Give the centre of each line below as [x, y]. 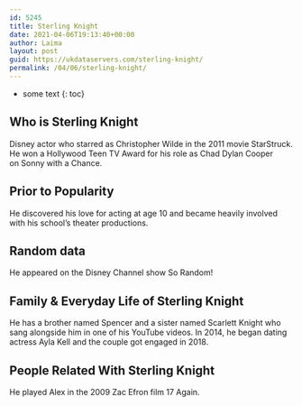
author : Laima [36, 43]
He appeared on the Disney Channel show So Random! [111, 272]
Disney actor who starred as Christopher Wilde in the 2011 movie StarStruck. [151, 143]
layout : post [34, 51]
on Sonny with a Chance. [56, 162]
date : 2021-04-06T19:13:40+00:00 [72, 34]
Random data [47, 250]
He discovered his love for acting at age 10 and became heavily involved [143, 213]
